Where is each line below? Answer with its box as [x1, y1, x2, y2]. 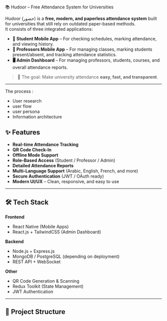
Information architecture [12, 114, 62, 119]
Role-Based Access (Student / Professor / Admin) [12, 157, 115, 163]
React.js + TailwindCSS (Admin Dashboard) [12, 228, 101, 235]
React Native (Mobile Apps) [12, 223, 69, 229]
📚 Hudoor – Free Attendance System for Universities [5, 4, 114, 10]
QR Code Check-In [12, 146, 52, 153]
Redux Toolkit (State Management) [12, 283, 83, 289]
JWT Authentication [12, 288, 54, 295]
